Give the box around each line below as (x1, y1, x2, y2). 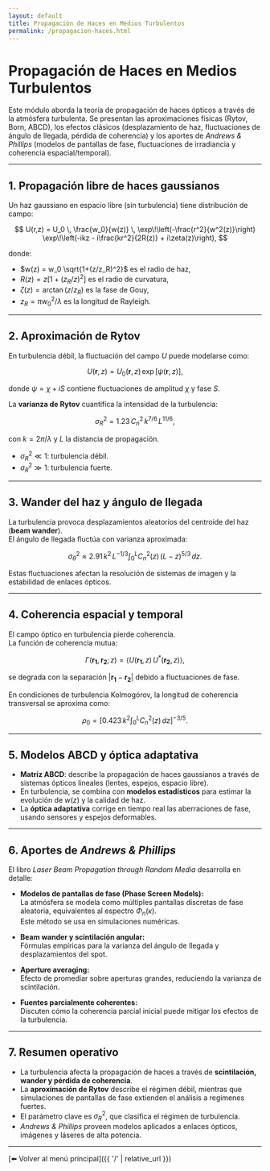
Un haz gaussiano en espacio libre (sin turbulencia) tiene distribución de (8, 201, 248, 210)
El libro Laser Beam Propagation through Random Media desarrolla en (8, 865, 241, 874)
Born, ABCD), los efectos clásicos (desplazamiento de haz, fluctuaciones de (8, 122, 261, 132)
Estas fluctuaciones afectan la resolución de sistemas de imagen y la (8, 569, 237, 579)
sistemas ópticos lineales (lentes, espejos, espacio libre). (19, 779, 209, 788)
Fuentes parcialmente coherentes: (19, 998, 138, 1007)
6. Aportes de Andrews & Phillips (8, 843, 177, 857)
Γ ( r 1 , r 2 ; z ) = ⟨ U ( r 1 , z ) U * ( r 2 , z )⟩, (85, 654, 185, 666)
